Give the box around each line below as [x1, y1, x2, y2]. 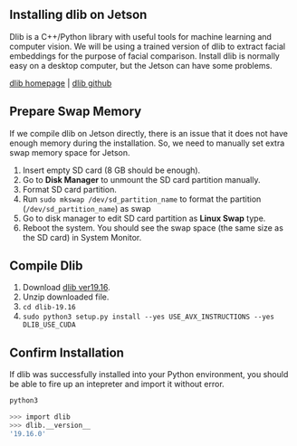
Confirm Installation [9, 345, 125, 360]
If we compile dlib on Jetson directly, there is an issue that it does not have [9, 128, 288, 138]
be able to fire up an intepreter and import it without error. [9, 379, 225, 390]
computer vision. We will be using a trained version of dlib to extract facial [9, 41, 286, 52]
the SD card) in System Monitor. [22, 232, 142, 242]
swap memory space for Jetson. [9, 147, 130, 157]
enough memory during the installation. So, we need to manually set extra [9, 138, 285, 148]
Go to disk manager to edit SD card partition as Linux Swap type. [22, 213, 266, 223]
